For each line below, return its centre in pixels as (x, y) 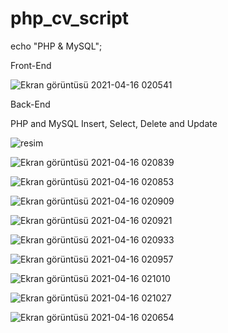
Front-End (31, 65)
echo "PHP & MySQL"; (56, 46)
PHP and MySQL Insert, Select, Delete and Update (114, 123)
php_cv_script (70, 18)
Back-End (30, 104)
